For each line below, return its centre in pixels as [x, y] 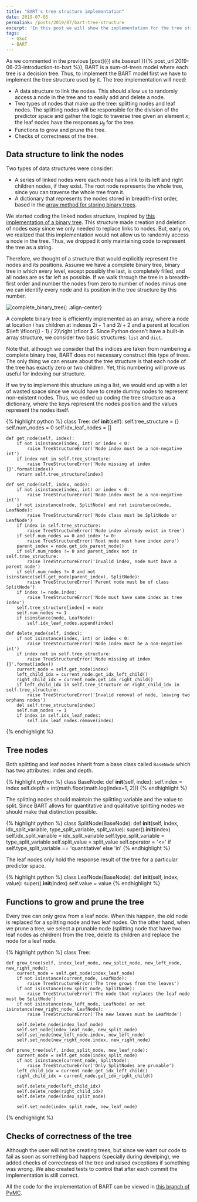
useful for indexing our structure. [46, 374]
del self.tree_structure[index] [56, 705]
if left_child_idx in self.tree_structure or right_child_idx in [98, 685]
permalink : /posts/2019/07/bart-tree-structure [65, 22]
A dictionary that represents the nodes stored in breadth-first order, [96, 199]
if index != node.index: [47, 592]
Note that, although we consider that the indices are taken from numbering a [98, 349]
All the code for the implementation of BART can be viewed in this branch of [98, 1186]
